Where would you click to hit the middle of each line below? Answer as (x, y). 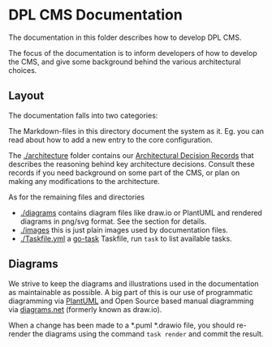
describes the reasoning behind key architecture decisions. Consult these (132, 164)
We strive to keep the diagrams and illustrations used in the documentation (134, 283)
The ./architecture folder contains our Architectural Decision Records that (131, 155)
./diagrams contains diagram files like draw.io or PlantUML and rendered (141, 212)
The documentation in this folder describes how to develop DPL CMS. (125, 37)
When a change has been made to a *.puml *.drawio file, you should (122, 325)
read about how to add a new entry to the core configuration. (110, 139)
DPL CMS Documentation (95, 15)
